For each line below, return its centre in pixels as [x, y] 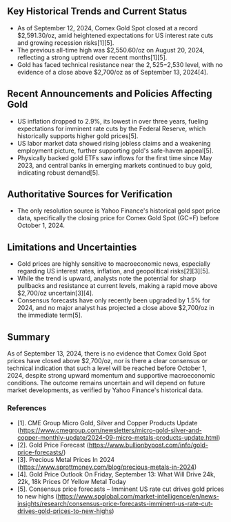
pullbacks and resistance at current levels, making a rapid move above [117, 286]
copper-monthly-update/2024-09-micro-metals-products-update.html [118, 438]
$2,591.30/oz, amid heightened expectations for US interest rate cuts [115, 35]
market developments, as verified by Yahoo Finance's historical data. [105, 390]
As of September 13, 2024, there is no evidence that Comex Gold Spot [107, 354]
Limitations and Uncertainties [72, 247]
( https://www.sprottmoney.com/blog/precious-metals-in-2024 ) [107, 467]
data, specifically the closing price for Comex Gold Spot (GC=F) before [118, 218]
